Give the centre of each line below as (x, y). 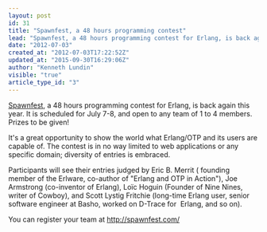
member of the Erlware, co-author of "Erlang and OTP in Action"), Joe (123, 178)
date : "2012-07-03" (41, 45)
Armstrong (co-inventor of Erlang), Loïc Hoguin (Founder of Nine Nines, (126, 187)
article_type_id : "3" (44, 82)
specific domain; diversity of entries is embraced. (89, 154)
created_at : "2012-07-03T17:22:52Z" (69, 53)
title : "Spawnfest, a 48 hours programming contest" (97, 30)
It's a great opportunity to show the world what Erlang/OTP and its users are (133, 137)
